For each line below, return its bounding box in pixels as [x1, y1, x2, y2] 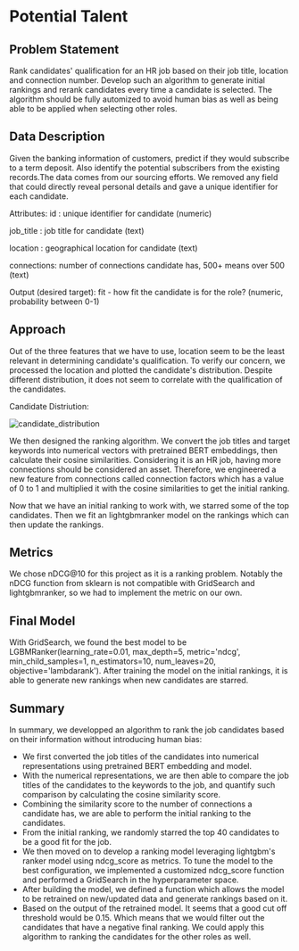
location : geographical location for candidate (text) [9, 243, 198, 253]
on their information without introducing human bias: [9, 734, 203, 745]
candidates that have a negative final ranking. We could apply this [21, 922, 265, 933]
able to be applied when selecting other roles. [9, 103, 178, 113]
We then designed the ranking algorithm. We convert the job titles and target [9, 435, 291, 446]
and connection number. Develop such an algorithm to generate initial [9, 75, 266, 86]
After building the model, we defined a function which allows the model [21, 884, 285, 895]
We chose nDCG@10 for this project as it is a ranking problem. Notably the [9, 568, 283, 579]
